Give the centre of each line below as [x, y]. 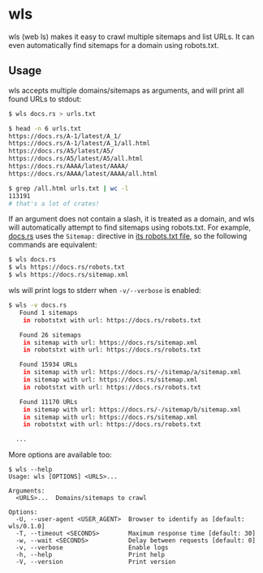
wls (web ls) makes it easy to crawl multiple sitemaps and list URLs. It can [131, 37]
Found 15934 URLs [49, 365]
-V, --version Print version [96, 562]
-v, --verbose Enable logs [92, 548]
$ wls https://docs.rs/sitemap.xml [69, 275]
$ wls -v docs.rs [38, 305]
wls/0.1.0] [27, 527]
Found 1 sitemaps [49, 312]
